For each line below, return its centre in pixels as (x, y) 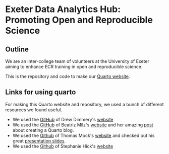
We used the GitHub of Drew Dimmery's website (63, 119)
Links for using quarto (41, 92)
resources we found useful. (34, 110)
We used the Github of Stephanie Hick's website (63, 146)
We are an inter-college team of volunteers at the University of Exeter (77, 61)
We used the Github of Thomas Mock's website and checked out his (83, 135)
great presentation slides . (39, 141)
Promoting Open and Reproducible (79, 20)
